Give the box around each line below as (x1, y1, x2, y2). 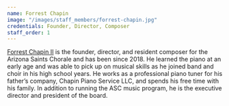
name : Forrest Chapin (7, 10, 69, 17)
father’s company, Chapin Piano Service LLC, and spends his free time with (7, 77, 219, 85)
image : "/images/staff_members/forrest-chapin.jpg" (7, 16, 157, 23)
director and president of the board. (7, 92, 108, 100)
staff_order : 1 (7, 29, 51, 36)
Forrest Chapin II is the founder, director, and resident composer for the (7, 48, 208, 56)
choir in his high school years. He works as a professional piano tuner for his (7, 70, 223, 78)
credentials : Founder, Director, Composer (7, 23, 130, 29)
